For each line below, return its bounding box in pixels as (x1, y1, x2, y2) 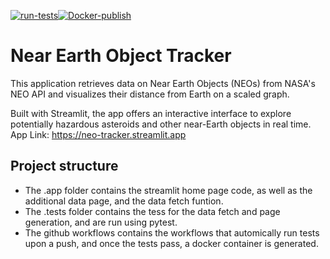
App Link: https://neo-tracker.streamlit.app (10, 128, 187, 140)
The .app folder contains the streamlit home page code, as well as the (24, 184, 313, 196)
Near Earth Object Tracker (10, 45, 232, 67)
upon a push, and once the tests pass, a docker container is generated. (24, 237, 319, 249)
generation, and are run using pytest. (24, 216, 178, 228)
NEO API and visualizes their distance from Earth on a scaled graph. (10, 88, 290, 100)
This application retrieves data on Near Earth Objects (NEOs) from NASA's (10, 77, 316, 89)
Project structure (10, 158, 119, 175)
